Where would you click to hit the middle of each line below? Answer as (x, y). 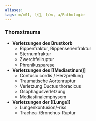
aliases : (14, 10)
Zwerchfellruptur (37, 59)
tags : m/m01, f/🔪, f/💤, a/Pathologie (45, 15)
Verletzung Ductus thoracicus (50, 86)
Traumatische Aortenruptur (48, 81)
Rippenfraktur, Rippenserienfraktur (55, 48)
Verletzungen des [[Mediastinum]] (49, 70)
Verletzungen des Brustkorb (42, 43)
